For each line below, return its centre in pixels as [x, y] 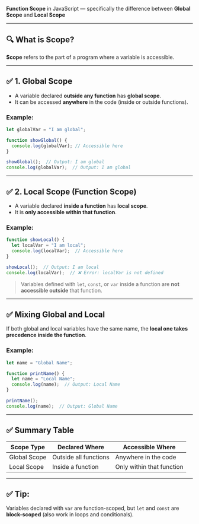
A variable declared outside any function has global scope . [88, 96]
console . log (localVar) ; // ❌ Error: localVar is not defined [85, 272]
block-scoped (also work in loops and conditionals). [70, 515]
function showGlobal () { [37, 140]
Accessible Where [149, 447]
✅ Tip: [18, 494]
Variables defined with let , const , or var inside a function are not [100, 284]
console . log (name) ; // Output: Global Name [62, 406]
